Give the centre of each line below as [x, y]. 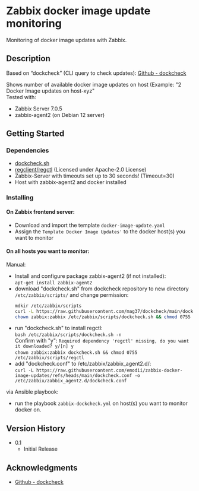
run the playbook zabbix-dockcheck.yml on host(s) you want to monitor [101, 403]
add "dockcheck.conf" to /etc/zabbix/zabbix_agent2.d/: [83, 364]
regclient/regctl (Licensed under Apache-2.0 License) [80, 170]
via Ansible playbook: [32, 392]
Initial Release [41, 449]
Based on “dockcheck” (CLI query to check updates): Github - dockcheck [96, 73]
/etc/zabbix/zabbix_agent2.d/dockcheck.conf [71, 381]
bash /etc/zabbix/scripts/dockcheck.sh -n [68, 335]
